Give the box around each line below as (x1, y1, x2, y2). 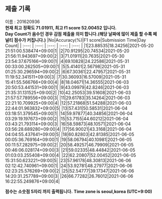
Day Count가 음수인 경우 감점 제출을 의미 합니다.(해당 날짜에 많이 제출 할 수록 (5, 31, 152, 37)
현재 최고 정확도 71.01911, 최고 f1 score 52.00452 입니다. (5, 25, 117, 30)
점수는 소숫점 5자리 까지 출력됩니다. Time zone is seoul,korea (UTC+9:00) (5, 188, 152, 194)
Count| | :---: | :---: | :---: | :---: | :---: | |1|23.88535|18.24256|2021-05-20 (5, 42, 154, 48)
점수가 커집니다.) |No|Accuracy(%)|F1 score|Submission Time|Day (14, 37, 146, 43)
